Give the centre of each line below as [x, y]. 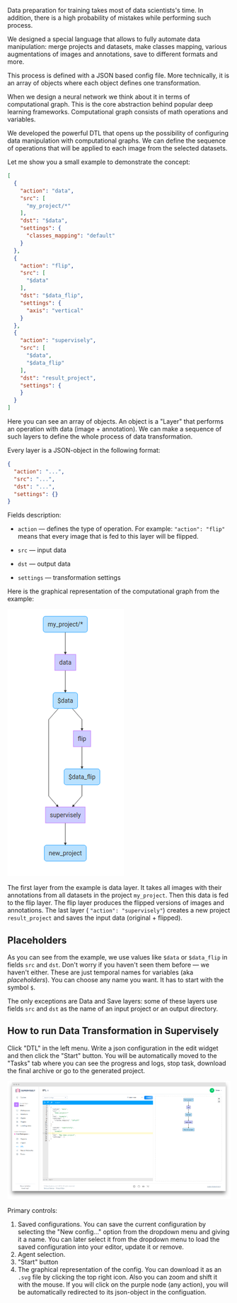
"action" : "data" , [47, 191]
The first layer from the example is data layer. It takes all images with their [115, 888]
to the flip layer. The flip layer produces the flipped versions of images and [116, 903]
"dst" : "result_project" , [58, 378]
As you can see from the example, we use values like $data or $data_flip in [117, 957]
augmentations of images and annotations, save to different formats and [112, 54]
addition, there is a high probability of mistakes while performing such [109, 18]
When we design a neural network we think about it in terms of [99, 97]
